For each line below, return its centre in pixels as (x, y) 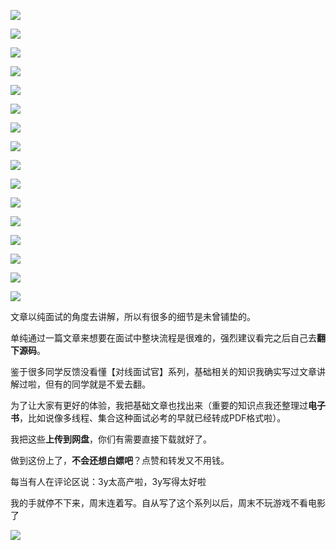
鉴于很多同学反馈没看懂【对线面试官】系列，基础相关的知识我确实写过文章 (163, 371)
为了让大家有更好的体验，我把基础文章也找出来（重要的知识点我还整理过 (159, 405)
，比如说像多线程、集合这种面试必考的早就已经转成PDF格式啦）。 (153, 418)
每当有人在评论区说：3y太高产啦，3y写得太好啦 (108, 481)
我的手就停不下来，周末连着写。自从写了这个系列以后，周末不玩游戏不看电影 (168, 503)
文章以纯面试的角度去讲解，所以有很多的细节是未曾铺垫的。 (133, 316)
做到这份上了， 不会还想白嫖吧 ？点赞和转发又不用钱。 (120, 460)
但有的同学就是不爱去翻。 (97, 384)
